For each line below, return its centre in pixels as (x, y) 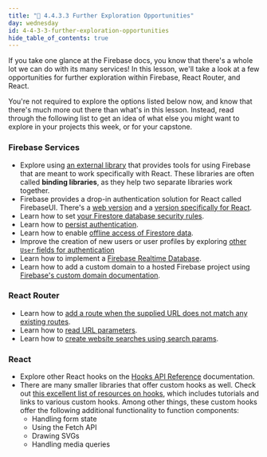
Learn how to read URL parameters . (79, 330)
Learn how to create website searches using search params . (119, 338)
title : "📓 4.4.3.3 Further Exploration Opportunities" (101, 16)
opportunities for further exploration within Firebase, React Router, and (124, 77)
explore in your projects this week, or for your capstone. (100, 127)
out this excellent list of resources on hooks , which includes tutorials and (139, 394)
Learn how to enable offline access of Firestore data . (106, 233)
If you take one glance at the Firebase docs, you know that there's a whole (131, 61)
